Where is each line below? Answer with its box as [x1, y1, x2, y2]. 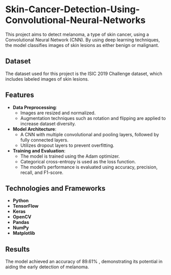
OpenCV [12, 214, 32, 220]
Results [5, 245, 30, 254]
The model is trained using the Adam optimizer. [20, 153, 120, 159]
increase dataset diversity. [20, 120, 76, 127]
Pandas [12, 219, 30, 226]
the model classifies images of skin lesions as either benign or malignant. [5, 42, 159, 48]
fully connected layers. [20, 137, 69, 143]
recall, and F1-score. [20, 169, 64, 176]
